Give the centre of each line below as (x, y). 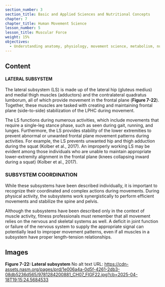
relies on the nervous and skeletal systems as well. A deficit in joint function (82, 221)
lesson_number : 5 (23, 28)
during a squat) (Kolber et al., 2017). (41, 162)
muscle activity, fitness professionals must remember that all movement (78, 216)
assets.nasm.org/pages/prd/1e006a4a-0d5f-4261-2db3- (63, 269)
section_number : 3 (24, 10)
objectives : (17, 42)
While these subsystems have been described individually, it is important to (81, 186)
